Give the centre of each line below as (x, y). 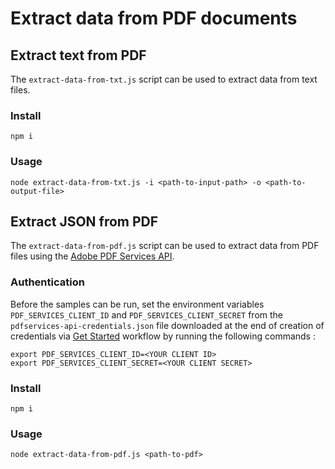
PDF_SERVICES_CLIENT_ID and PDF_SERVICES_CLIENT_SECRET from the (147, 314)
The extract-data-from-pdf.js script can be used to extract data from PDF (165, 246)
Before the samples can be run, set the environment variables (137, 304)
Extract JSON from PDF (84, 221)
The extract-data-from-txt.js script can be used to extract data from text (164, 79)
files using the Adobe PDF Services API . (92, 256)
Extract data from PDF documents (154, 18)
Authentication (47, 282)
